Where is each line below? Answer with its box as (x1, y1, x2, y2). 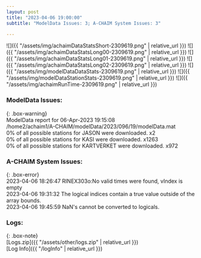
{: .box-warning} (6, 110, 47, 117)
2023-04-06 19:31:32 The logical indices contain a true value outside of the (6, 190, 195, 197)
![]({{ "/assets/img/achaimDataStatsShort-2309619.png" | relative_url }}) (6, 42, 186, 49)
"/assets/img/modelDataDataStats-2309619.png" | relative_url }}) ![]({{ (14, 68, 190, 75)
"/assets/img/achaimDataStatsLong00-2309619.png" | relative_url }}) (14, 49, 187, 56)
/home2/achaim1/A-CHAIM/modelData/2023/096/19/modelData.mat (6, 123, 176, 130)
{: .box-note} (6, 232, 38, 240)
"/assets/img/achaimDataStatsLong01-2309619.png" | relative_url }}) (14, 55, 186, 63)
